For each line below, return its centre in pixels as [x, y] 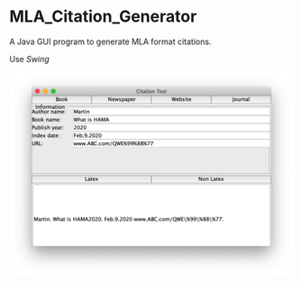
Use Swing [29, 59]
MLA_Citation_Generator [103, 17]
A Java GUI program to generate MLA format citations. [110, 41]
